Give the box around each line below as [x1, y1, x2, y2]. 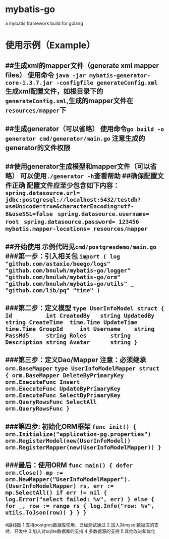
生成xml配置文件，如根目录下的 [5, 87, 103, 96]
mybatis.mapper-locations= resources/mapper [5, 225, 148, 233]
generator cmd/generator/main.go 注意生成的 [5, 134, 145, 143]
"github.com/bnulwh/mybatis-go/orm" [5, 273, 121, 281]
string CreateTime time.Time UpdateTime [5, 319, 138, 326]
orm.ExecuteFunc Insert [5, 378, 80, 386]
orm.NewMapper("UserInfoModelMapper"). [5, 476, 131, 483]
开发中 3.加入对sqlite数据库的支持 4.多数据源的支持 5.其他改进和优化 [14, 528, 156, 534]
